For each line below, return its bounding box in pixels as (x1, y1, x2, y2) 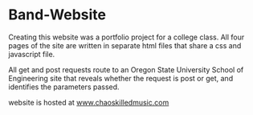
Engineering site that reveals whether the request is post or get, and (8, 73, 234, 83)
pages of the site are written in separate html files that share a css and (8, 40, 242, 50)
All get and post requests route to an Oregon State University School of (8, 64, 244, 74)
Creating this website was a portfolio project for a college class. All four (8, 32, 245, 42)
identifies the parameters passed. (8, 82, 120, 92)
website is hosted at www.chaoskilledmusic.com (8, 97, 169, 107)
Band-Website (8, 6, 107, 24)
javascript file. (8, 49, 55, 59)
